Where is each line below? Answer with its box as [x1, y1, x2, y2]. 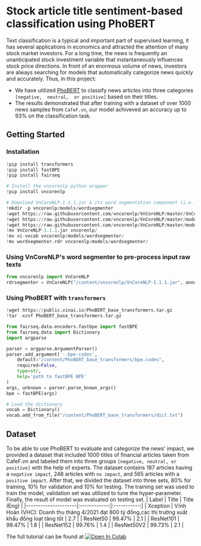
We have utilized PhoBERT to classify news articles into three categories [14, 86, 193, 94]
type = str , [17, 368, 42, 374]
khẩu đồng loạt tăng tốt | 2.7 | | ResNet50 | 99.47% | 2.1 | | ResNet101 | [6, 515, 180, 523]
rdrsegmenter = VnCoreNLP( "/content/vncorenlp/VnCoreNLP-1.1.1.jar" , [6, 280, 184, 286]
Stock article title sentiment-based [6, 4, 183, 18]
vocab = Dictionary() [6, 407, 60, 413]
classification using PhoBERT [6, 17, 156, 31]
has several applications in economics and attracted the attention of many [6, 43, 188, 50]
